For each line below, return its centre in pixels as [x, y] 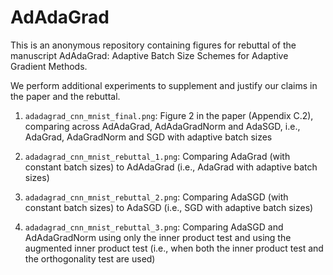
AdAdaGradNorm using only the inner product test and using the [158, 237]
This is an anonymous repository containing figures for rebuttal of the [153, 45]
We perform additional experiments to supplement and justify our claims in [164, 85]
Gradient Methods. [49, 66]
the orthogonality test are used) [90, 258]
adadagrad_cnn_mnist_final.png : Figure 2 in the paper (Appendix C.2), [169, 115]
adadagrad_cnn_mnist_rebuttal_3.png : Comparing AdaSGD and [154, 227]
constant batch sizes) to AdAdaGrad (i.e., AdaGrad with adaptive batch [171, 167]
